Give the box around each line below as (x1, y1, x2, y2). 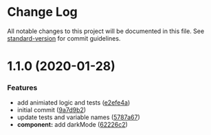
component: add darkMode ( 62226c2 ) (16, 121, 129, 129)
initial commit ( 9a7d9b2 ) (16, 106, 87, 114)
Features (7, 83, 38, 93)
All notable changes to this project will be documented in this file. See (7, 27, 205, 35)
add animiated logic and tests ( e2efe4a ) (16, 98, 131, 107)
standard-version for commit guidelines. (7, 34, 121, 42)
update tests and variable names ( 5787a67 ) (16, 113, 140, 121)
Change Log (7, 4, 78, 20)
